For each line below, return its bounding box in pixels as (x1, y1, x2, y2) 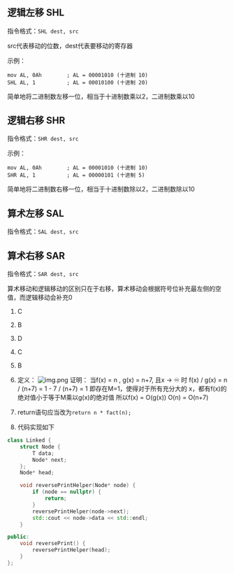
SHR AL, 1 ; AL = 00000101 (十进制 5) (7, 172, 145, 179)
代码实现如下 (17, 423, 54, 431)
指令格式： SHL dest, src (7, 27, 79, 35)
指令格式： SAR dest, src (7, 270, 79, 278)
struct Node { (20, 443, 61, 450)
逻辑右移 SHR (7, 115, 66, 126)
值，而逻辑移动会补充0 (7, 293, 73, 302)
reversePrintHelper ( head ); (32, 546, 111, 553)
